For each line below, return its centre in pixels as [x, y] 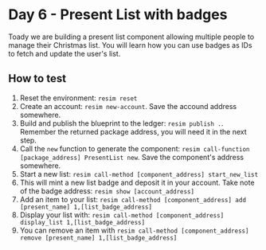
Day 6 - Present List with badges [118, 15]
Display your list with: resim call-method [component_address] [122, 215]
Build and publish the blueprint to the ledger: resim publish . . [121, 123]
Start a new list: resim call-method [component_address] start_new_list [139, 174]
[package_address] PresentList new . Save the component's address [132, 157]
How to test [37, 78]
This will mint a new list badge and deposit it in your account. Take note [137, 182]
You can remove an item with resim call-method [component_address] [134, 230]
